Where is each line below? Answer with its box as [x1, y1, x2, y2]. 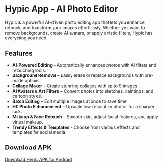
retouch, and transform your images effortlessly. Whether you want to [5, 24, 145, 30]
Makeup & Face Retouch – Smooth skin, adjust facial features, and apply [12, 113, 158, 120]
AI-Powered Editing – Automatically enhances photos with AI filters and [12, 62, 157, 68]
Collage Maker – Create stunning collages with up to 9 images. [12, 83, 139, 89]
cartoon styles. [12, 93, 42, 99]
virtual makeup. [12, 119, 44, 125]
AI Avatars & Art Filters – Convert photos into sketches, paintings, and [12, 88, 154, 93]
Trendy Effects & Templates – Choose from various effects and [12, 124, 140, 130]
